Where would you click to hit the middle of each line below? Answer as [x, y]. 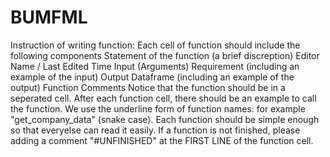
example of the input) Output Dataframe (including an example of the [152, 77]
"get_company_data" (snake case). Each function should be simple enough [165, 119]
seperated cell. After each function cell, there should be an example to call [163, 98]
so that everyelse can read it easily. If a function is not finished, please [155, 130]
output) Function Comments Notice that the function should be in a [148, 87]
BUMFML [49, 17]
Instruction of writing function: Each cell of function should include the [155, 45]
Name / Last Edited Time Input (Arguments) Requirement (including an [155, 66]
